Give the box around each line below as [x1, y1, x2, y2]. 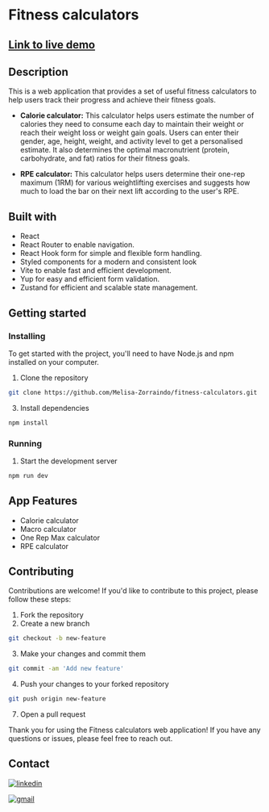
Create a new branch [19, 619, 90, 629]
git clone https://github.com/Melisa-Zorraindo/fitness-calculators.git [8, 388, 258, 396]
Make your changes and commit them [19, 649, 147, 659]
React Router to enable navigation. [19, 240, 135, 249]
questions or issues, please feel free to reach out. [8, 734, 173, 743]
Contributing [8, 565, 74, 579]
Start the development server [19, 456, 118, 466]
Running [8, 437, 43, 449]
